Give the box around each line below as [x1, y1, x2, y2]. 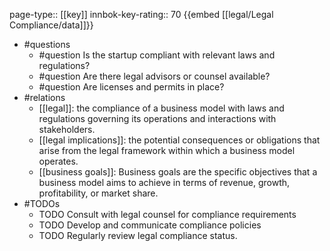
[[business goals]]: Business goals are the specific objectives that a [38, 166, 318, 178]
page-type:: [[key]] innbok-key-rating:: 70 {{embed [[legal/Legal [9, 9, 274, 20]
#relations [23, 92, 66, 103]
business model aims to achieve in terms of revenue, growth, [38, 177, 291, 188]
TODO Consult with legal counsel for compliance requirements [38, 209, 297, 220]
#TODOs [23, 198, 61, 209]
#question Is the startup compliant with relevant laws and [38, 49, 276, 61]
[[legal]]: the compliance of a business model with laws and [38, 102, 285, 114]
